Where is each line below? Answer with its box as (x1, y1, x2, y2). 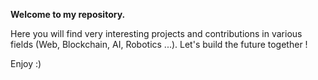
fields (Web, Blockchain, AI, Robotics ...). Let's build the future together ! (10, 39, 308, 50)
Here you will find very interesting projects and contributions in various (10, 28, 303, 39)
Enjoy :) (10, 58, 42, 69)
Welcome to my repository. (10, 9, 126, 20)
